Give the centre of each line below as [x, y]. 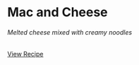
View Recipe [25, 54]
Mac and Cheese [58, 12]
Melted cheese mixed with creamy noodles [70, 32]
